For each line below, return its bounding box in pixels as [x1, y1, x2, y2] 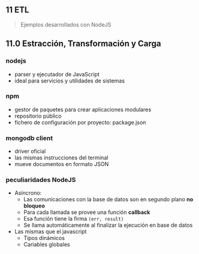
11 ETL [5, 5, 30, 15]
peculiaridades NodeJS [5, 176, 76, 184]
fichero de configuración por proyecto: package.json [14, 118, 146, 126]
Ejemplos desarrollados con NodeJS [20, 21, 111, 28]
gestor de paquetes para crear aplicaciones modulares [14, 105, 152, 113]
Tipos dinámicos [23, 235, 65, 242]
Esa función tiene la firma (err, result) [23, 215, 124, 222]
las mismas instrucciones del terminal [14, 154, 108, 161]
